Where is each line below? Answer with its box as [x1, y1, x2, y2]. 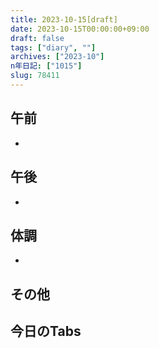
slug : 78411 [10, 71, 60, 81]
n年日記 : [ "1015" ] [10, 61, 83, 71]
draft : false [10, 33, 65, 43]
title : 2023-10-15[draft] [10, 14, 118, 25]
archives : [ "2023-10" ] [10, 52, 105, 62]
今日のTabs [10, 323, 82, 340]
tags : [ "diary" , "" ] [10, 42, 97, 53]
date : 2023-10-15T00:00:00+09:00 [10, 24, 150, 34]
